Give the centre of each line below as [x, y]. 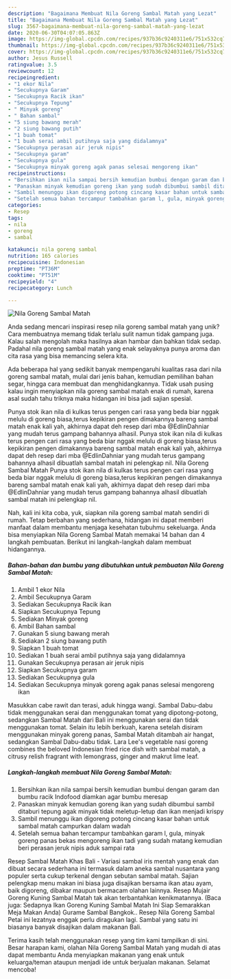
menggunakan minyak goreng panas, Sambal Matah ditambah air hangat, [111, 735]
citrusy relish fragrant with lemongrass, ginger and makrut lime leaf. [104, 756]
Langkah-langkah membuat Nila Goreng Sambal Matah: [90, 772]
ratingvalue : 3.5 [33, 65]
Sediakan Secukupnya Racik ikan [64, 604]
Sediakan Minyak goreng [53, 619]
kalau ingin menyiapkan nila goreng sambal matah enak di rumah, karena [111, 391]
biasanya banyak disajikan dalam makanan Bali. [75, 927]
